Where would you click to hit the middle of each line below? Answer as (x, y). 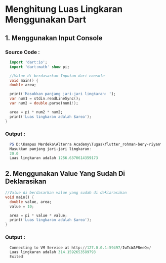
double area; (23, 85)
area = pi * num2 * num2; (36, 112)
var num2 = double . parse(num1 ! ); (44, 103)
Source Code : (22, 52)
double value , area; (31, 202)
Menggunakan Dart (46, 20)
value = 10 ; (22, 207)
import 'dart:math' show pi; (40, 67)
